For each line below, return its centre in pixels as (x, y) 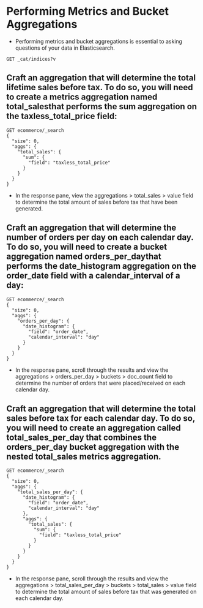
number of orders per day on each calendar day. (100, 237)
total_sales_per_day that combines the (82, 437)
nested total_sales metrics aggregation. (84, 456)
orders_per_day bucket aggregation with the (93, 447)
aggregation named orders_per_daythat (84, 257)
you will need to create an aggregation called (94, 428)
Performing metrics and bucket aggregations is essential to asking (98, 41)
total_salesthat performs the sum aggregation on (102, 106)
